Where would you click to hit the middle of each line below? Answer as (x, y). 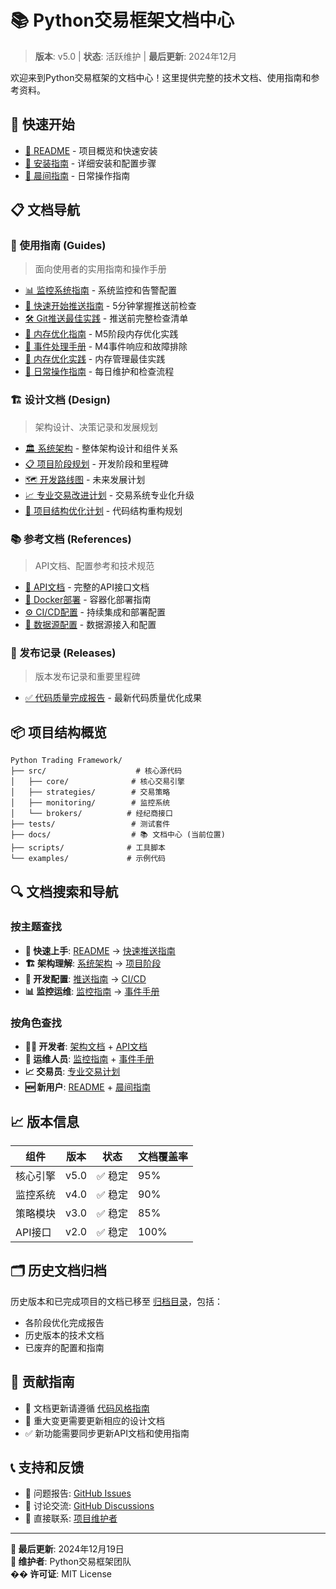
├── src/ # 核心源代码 (96, 771)
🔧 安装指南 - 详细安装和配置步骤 (90, 163)
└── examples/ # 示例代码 (88, 859)
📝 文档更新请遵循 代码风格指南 (87, 1408)
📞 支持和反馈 (47, 1467)
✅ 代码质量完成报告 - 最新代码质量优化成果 (113, 698)
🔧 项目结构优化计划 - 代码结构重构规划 (103, 510)
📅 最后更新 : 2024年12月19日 (67, 1549)
